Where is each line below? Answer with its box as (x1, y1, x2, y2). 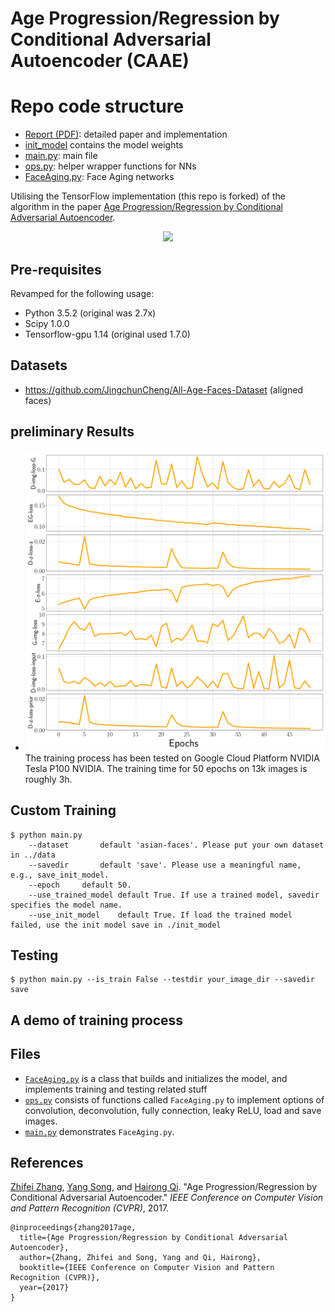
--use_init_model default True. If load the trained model (28, 910, 293, 920)
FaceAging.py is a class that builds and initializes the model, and (24, 1072, 288, 1084)
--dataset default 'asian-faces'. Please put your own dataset (28, 840, 325, 850)
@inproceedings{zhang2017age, (10, 1223, 137, 1233)
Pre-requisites (10, 261, 102, 278)
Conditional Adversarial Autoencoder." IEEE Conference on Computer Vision (10, 1192, 324, 1204)
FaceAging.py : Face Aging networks (24, 171, 175, 183)
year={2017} (19, 1283, 70, 1293)
